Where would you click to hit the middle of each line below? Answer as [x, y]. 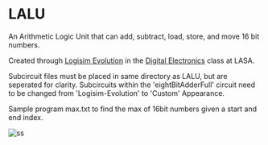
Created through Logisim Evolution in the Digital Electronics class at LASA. [132, 60]
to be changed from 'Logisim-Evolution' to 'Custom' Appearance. [117, 93]
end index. [26, 117]
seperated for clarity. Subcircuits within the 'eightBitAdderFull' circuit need [132, 85]
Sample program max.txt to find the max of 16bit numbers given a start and [133, 109]
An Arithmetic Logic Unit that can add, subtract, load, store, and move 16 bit [134, 36]
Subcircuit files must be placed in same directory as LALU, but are [118, 76]
